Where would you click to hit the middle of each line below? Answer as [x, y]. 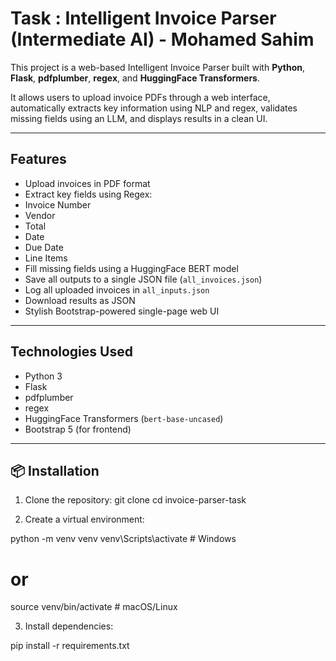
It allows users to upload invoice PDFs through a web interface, [140, 97]
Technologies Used [71, 352]
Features [38, 159]
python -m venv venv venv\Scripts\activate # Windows [123, 539]
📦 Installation [55, 470]
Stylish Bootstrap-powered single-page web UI [122, 311]
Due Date [44, 247]
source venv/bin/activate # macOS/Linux [94, 607]
